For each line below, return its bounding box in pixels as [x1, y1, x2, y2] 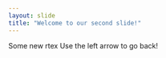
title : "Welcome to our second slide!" [8, 19, 142, 27]
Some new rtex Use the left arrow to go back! [8, 41, 159, 50]
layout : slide [8, 11, 56, 20]
